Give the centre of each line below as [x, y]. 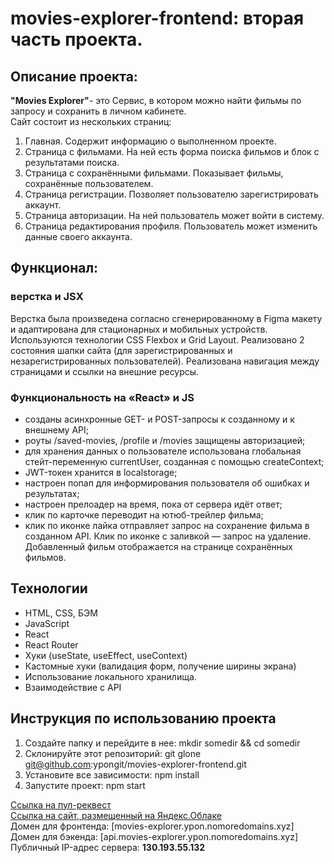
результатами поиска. [72, 162]
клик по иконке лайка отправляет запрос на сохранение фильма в [167, 525]
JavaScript [47, 623]
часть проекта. [76, 39]
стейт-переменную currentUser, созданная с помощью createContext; [174, 461]
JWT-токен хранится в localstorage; [101, 472]
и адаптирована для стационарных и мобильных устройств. [139, 329]
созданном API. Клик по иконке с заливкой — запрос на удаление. [168, 536]
